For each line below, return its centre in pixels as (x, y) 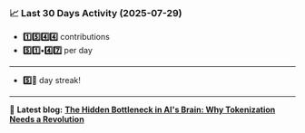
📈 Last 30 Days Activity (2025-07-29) (96, 13)
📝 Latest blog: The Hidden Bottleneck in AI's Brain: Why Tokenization (143, 109)
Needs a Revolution (47, 119)
